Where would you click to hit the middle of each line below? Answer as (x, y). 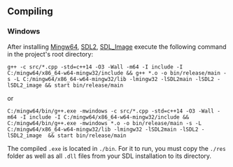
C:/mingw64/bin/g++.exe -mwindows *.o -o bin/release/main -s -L (104, 123)
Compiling (30, 12)
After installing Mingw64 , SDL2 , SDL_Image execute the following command (117, 46)
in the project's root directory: (50, 54)
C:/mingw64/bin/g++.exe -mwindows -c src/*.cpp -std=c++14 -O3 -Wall (111, 111)
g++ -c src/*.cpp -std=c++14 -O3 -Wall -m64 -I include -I (95, 67)
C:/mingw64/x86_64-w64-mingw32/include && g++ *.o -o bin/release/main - (117, 73)
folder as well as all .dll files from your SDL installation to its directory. (110, 156)
